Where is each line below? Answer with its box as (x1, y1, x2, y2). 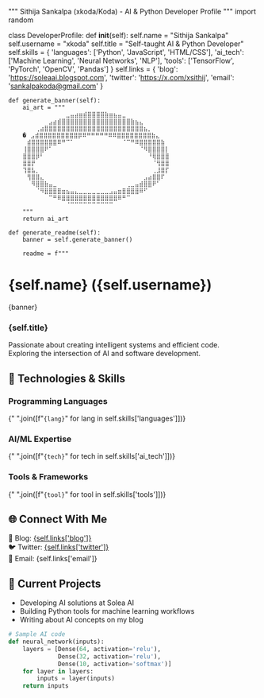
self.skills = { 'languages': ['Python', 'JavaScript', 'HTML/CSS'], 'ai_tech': (8, 48, 244, 56)
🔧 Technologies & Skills (8, 371, 125, 385)
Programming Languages (8, 395, 109, 406)
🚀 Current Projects (8, 576, 101, 591)
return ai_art (22, 215, 69, 223)
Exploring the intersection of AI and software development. (8, 349, 201, 359)
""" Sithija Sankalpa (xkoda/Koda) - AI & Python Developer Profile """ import (8, 7, 256, 16)
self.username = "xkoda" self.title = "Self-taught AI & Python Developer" (8, 39, 244, 48)
